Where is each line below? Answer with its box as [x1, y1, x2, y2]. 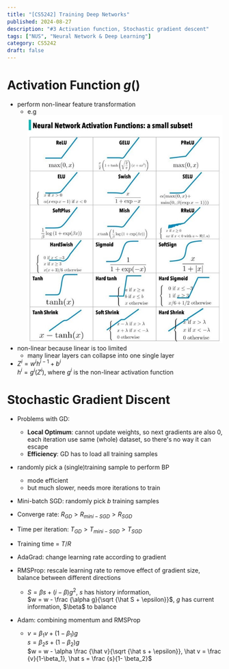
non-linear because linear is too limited [16, 344, 128, 352]
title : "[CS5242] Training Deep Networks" [7, 11, 130, 18]
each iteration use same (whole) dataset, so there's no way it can [27, 435, 211, 443]
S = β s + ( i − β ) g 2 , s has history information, [27, 587, 152, 596]
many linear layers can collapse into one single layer [27, 351, 175, 359]
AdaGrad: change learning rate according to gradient [16, 553, 166, 561]
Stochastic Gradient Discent [7, 392, 171, 407]
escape [27, 442, 49, 451]
